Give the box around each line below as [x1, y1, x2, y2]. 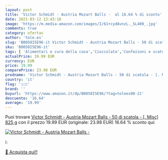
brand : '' [5, 86, 26, 91]
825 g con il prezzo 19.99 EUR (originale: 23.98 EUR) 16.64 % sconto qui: [5, 119, 156, 125]
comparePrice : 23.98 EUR [5, 68, 57, 73]
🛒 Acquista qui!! [5, 149, 38, 155]
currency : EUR [5, 58, 35, 63]
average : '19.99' [5, 100, 41, 105]
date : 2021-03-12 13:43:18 [5, 16, 61, 21]
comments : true [5, 26, 37, 31]
